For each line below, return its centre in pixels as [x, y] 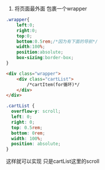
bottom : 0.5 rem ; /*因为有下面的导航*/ [57, 41]
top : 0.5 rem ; [27, 127]
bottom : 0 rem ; [28, 133]
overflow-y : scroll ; [36, 112]
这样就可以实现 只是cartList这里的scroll [53, 161]
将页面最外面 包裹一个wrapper [50, 8]
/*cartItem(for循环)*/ [53, 84]
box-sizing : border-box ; [45, 58]
